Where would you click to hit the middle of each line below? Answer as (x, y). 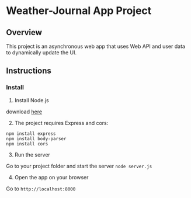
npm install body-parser (36, 138)
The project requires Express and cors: (61, 123)
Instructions (29, 71)
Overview (24, 32)
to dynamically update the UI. (41, 53)
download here (24, 112)
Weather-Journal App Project (79, 11)
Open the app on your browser (51, 177)
